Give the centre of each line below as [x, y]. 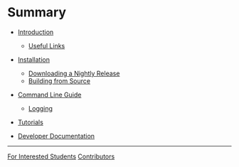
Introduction [36, 32]
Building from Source [59, 81]
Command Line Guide [49, 95]
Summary [37, 12]
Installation [34, 59]
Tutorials [31, 122]
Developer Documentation [56, 136]
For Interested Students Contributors [61, 156]
